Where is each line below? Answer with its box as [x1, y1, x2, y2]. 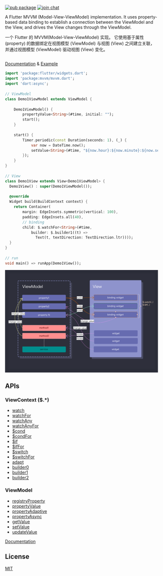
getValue [12, 519, 30, 524]
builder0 [12, 465, 29, 470]
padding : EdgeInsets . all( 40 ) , [22, 215, 83, 219]
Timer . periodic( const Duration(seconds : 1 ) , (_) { [22, 138, 127, 143]
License [5, 553, 30, 561]
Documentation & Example [5, 61, 58, 67]
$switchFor [12, 454, 35, 460]
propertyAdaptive [12, 508, 48, 514]
